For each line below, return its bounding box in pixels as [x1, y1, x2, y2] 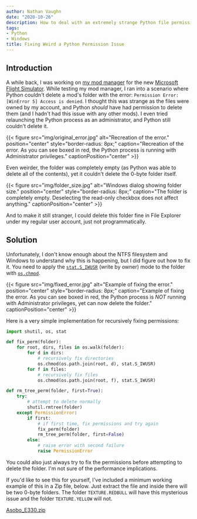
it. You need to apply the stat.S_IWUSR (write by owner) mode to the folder [6, 263, 185, 270]
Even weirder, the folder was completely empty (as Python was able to [6, 164, 176, 171]
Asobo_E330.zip [6, 506, 46, 513]
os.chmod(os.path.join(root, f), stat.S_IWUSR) [37, 377, 157, 383]
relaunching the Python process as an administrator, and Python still [6, 116, 171, 123]
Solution [6, 235, 38, 245]
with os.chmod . [6, 269, 40, 276]
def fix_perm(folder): [6, 339, 62, 345]
